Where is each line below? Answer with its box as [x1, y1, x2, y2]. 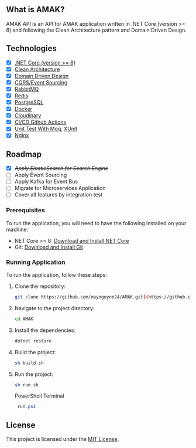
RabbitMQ [14, 85, 39, 93]
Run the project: [14, 371, 54, 378]
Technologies [6, 43, 57, 53]
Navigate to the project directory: [14, 304, 95, 311]
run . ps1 [17, 404, 36, 410]
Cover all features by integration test [14, 191, 103, 198]
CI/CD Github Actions [14, 118, 67, 125]
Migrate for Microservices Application [14, 185, 106, 192]
